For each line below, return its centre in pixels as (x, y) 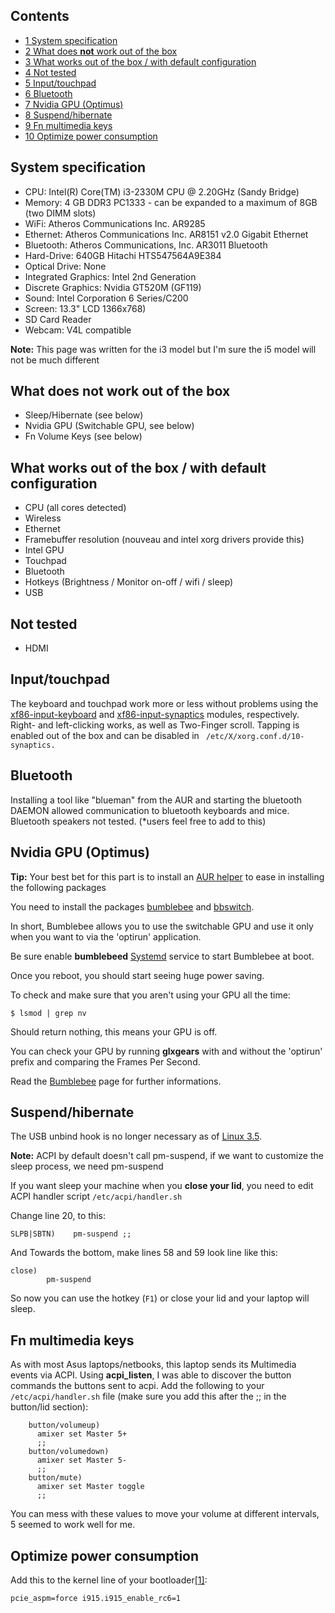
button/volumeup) (64, 1425)
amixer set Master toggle (90, 1487)
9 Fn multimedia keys (68, 125)
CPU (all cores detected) (75, 508)
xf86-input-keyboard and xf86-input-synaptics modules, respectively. (155, 714)
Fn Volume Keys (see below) (83, 436)
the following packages (58, 887)
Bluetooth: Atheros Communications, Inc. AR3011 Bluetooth (146, 245)
